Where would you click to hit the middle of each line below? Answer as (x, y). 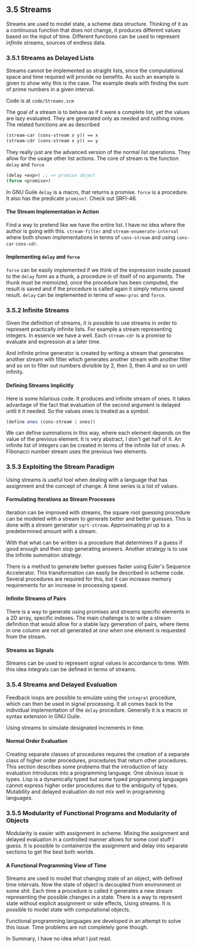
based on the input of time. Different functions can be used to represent (93, 36)
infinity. (15, 372)
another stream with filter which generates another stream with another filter (98, 359)
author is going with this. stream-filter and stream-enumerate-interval (92, 231)
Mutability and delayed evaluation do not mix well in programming (86, 791)
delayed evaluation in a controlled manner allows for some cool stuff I (90, 839)
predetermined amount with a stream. (52, 531)
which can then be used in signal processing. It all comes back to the (89, 704)
